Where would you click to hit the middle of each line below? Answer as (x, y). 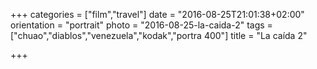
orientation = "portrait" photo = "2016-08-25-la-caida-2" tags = (141, 25)
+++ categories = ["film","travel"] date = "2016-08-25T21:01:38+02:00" (157, 14)
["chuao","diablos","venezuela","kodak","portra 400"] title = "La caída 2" (159, 35)
